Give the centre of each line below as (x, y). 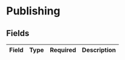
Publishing (33, 11)
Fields (18, 33)
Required (63, 50)
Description (99, 50)
